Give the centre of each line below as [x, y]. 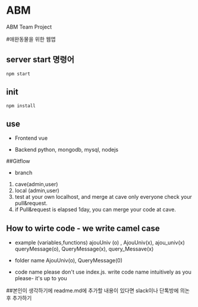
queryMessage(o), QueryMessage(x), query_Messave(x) [84, 249]
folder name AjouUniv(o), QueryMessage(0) [69, 261]
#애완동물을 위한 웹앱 [31, 39]
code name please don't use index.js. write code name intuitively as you [103, 272]
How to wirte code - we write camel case [83, 228]
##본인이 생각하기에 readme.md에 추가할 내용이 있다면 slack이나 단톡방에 [92, 291]
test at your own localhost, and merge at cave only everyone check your [103, 197]
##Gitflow [18, 161]
